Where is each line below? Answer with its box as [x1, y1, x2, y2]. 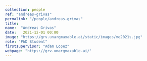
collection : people [5, 7, 46, 12]
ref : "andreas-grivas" [5, 12, 52, 17]
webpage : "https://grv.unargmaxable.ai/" [5, 48, 92, 53]
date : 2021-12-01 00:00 [5, 30, 58, 35]
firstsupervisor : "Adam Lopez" [5, 44, 70, 49]
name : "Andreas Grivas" [5, 26, 56, 30]
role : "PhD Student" [5, 39, 48, 44]
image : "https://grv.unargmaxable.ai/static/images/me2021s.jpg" [5, 35, 143, 40]
